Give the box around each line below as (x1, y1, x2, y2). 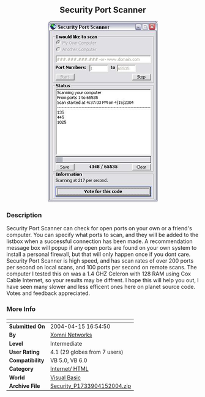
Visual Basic (50, 374, 81, 381)
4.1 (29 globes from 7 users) (50, 348, 124, 355)
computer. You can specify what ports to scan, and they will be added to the (6, 231, 199, 239)
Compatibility (9, 357, 45, 364)
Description (6, 211, 42, 219)
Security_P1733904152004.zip (50, 382, 132, 390)
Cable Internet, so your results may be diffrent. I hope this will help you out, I (6, 277, 199, 284)
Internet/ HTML (50, 365, 89, 373)
